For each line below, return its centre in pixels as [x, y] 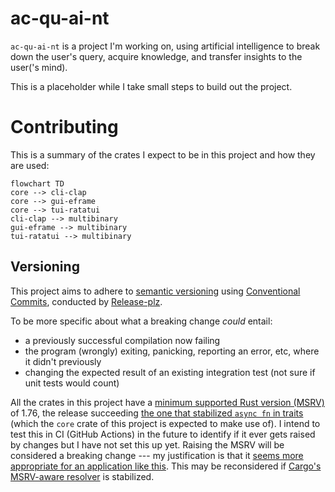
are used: [30, 165]
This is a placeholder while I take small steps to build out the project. [151, 86]
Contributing [64, 127]
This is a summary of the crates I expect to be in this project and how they [163, 154]
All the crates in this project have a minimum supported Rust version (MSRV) [167, 402]
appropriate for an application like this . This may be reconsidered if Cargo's [166, 466]
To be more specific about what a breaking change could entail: [141, 321]
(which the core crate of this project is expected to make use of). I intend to [165, 423]
